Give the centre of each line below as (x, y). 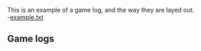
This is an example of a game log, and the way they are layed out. (101, 10)
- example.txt (25, 17)
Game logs (31, 39)
